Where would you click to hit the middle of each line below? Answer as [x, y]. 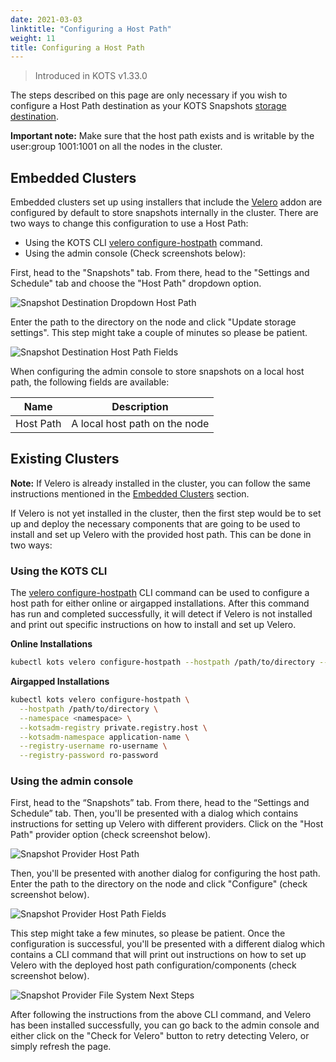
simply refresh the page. [61, 1047]
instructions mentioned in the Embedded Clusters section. [130, 493]
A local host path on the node [140, 424]
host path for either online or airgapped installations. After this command [160, 603]
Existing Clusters [65, 459]
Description [140, 407]
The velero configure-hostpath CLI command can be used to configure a [160, 593]
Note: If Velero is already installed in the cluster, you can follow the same [160, 483]
